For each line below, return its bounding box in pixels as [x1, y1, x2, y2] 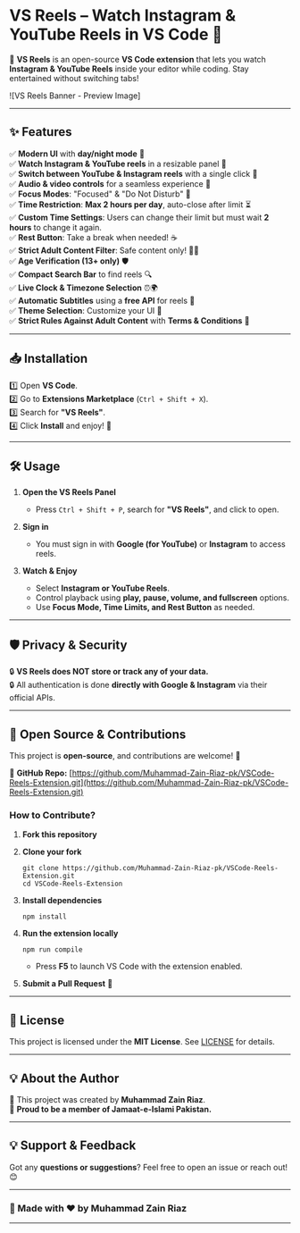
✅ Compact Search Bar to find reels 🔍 [9, 269, 153, 280]
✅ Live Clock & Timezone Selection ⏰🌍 [9, 282, 159, 293]
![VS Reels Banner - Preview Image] [9, 90, 141, 101]
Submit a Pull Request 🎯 [21, 978, 113, 989]
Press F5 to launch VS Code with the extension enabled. [35, 961, 243, 972]
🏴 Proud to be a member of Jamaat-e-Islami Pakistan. [9, 1103, 212, 1114]
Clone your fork [21, 846, 82, 858]
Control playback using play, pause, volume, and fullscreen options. [35, 592, 290, 603]
